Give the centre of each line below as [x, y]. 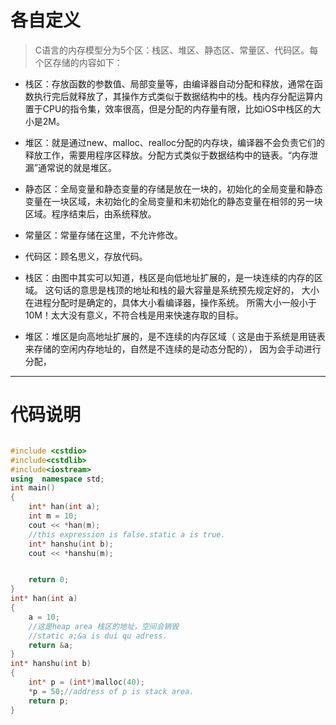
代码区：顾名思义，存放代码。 [86, 256]
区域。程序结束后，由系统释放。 [90, 213]
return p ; [49, 701]
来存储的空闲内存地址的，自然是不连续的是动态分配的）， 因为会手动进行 [173, 348]
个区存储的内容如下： [78, 62]
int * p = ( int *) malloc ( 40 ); [86, 682]
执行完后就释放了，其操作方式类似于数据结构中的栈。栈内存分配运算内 [178, 96]
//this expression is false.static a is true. [127, 534]
